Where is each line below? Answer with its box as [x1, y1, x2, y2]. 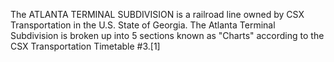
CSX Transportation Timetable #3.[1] [10, 40, 161, 52]
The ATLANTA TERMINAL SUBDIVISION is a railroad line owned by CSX [10, 9, 305, 20]
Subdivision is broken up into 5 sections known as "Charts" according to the [10, 30, 325, 41]
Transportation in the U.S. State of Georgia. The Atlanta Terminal [10, 19, 276, 31]
